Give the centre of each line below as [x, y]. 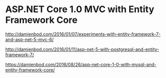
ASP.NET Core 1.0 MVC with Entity [80, 9]
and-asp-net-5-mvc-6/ [30, 40]
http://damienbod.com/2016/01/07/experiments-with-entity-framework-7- [83, 34]
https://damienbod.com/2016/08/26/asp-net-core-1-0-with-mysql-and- [81, 64]
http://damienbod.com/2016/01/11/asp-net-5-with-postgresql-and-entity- [82, 49]
